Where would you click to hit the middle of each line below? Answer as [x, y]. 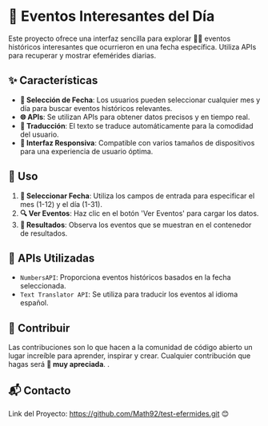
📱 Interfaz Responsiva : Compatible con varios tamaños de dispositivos [137, 142]
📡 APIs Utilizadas [52, 258]
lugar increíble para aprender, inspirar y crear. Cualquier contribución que [130, 356]
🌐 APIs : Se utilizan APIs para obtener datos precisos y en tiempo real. [135, 117]
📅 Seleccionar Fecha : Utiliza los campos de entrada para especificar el [137, 196]
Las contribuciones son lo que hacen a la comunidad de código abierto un [130, 348]
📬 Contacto [40, 390]
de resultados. [44, 233]
